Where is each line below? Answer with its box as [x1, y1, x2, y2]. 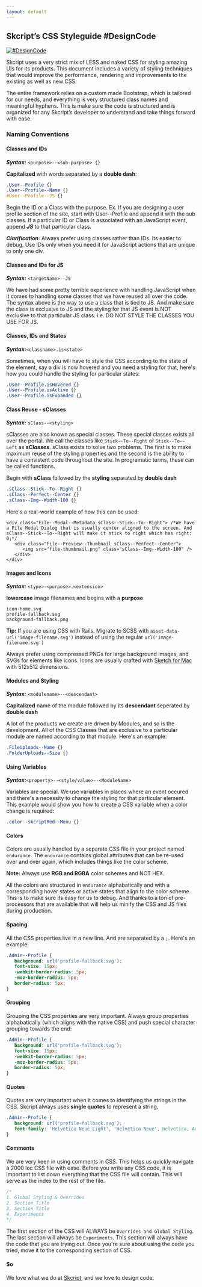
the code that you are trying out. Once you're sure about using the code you [6, 1241, 195, 1248]
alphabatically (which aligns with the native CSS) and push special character [6, 1019, 196, 1026]
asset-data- [150, 628, 180, 634]
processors [6, 901, 34, 908]
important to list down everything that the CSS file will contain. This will [6, 1171, 182, 1178]
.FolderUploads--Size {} [6, 750, 69, 756]
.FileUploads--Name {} [6, 745, 63, 751]
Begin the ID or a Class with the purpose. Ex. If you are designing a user [6, 204, 185, 211]
